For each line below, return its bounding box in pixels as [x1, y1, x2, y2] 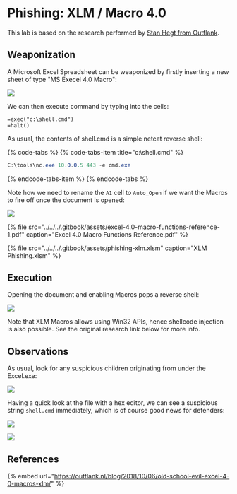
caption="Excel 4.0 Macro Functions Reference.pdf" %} [25, 230, 188, 238]
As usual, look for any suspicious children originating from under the [7, 364, 206, 372]
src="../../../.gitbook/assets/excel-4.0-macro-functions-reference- [28, 223, 220, 231]
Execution [7, 272, 53, 284]
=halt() [7, 122, 30, 129]
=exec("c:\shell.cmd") [7, 115, 74, 123]
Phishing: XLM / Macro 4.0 [7, 5, 167, 21]
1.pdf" [7, 230, 25, 238]
